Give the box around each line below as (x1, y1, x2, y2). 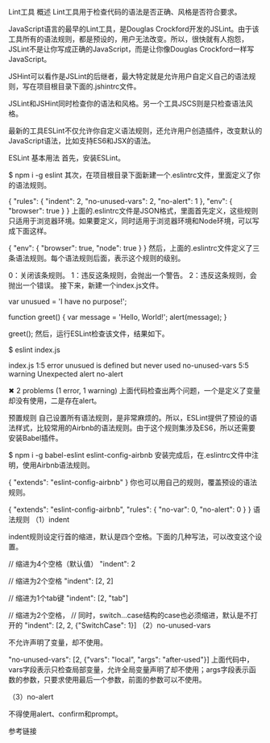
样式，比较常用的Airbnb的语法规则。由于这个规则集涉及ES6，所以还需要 (15, 423, 256, 433)
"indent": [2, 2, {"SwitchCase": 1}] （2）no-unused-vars (23, 621, 211, 630)
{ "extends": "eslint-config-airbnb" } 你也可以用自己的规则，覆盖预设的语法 (8, 478, 258, 487)
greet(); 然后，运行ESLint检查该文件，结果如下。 (8, 329, 169, 338)
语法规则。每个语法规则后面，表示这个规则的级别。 (15, 253, 185, 263)
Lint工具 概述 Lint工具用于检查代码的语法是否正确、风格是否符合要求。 (8, 7, 242, 16)
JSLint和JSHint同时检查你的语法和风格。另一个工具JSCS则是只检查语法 (8, 99, 246, 108)
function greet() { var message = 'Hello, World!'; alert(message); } (8, 313, 227, 322)
